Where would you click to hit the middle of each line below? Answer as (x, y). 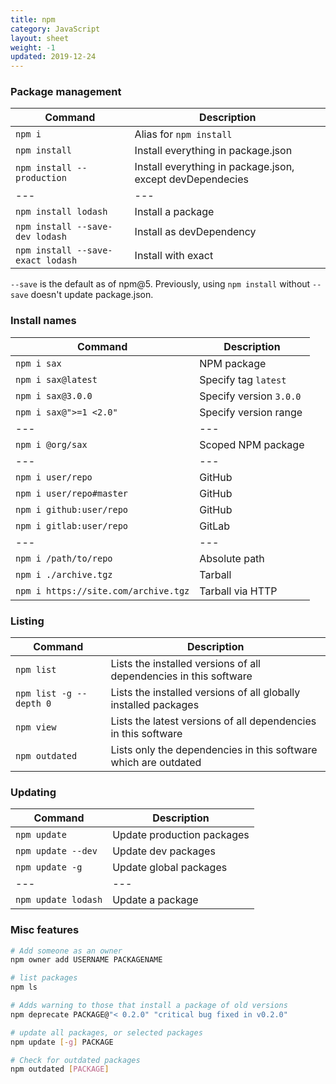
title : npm (33, 19)
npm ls (24, 987)
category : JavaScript (55, 29)
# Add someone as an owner (66, 951)
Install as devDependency (195, 232)
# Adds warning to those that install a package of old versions (149, 1006)
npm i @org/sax (51, 444)
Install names (43, 321)
